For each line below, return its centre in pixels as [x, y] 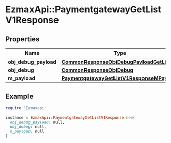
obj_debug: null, [28, 127]
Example [19, 96]
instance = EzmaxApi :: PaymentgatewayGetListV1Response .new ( [70, 117]
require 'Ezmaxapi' [26, 108]
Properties [22, 39]
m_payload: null [27, 132]
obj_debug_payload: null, [37, 122]
